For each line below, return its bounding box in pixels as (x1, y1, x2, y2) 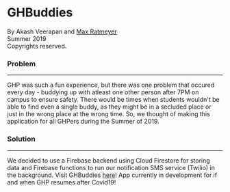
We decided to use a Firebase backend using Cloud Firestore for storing (7, 156, 210, 165)
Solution (7, 135, 36, 144)
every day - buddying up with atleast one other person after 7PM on (7, 88, 199, 96)
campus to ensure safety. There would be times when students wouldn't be (7, 96, 220, 104)
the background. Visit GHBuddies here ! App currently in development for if (7, 171, 218, 179)
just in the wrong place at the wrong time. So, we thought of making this (7, 110, 210, 118)
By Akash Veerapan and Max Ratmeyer (7, 27, 118, 36)
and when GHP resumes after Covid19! (7, 178, 116, 186)
